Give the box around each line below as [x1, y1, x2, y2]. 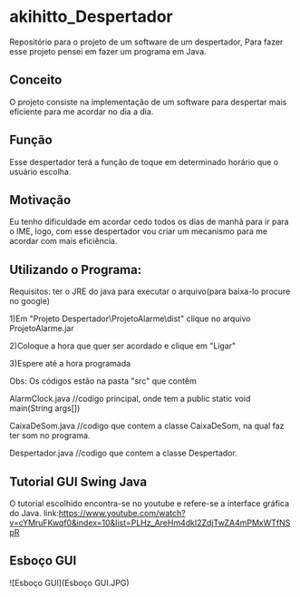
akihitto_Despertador [9, 6, 174, 27]
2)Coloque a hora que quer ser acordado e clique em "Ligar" [9, 340, 237, 351]
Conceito [9, 73, 63, 88]
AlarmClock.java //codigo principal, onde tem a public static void [9, 393, 251, 405]
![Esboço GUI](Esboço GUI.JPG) [9, 577, 130, 588]
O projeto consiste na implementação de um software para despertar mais [9, 96, 287, 107]
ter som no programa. [9, 430, 91, 441]
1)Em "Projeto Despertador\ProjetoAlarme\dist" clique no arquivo [9, 313, 251, 324]
